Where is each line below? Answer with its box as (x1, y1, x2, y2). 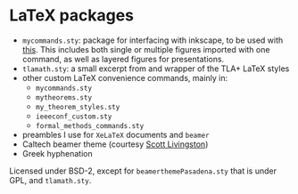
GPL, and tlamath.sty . (9, 174, 92, 185)
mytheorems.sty (35, 93, 92, 102)
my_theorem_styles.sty (35, 102, 120, 111)
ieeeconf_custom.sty (35, 112, 112, 121)
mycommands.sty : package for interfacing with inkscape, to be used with (21, 35, 284, 45)
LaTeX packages (9, 5, 135, 26)
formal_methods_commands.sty (35, 121, 145, 130)
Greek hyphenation (21, 148, 93, 158)
